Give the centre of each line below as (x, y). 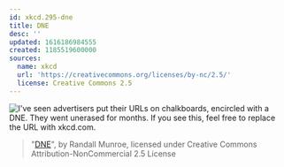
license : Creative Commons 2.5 (75, 83)
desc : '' (25, 34)
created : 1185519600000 (53, 50)
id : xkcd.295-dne (41, 17)
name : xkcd (37, 67)
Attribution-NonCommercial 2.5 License (104, 153)
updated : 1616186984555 (53, 42)
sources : (25, 58)
